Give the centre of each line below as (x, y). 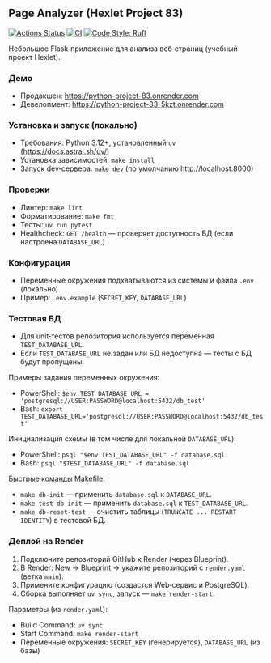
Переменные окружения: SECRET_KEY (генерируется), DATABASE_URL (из (140, 642)
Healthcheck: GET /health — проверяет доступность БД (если (127, 233)
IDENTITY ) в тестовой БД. (63, 521)
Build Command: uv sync (61, 625)
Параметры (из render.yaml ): (58, 609)
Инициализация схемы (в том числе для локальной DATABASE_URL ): (123, 439)
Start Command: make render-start (79, 633)
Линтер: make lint (51, 207)
